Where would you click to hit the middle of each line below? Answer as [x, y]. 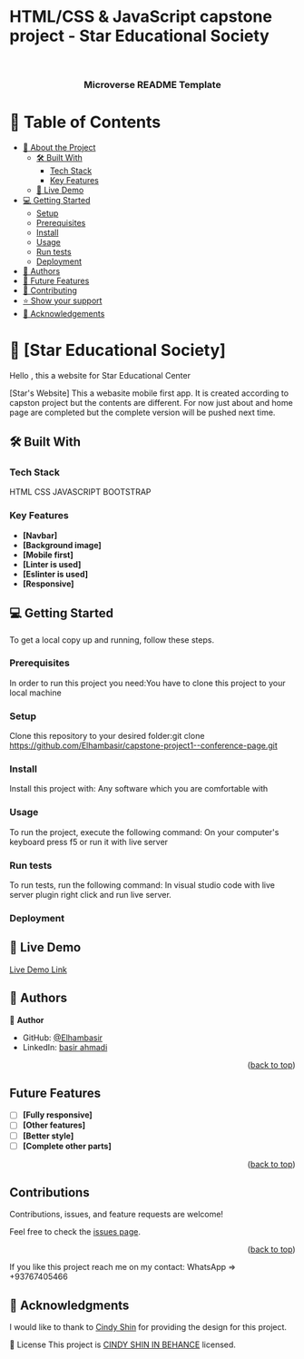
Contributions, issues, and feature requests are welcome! [117, 1215]
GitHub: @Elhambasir [62, 1038]
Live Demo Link [39, 970]
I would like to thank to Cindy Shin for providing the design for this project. [148, 1327]
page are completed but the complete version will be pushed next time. [142, 412]
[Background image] [62, 545]
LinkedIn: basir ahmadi [65, 1047]
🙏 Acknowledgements [64, 313]
